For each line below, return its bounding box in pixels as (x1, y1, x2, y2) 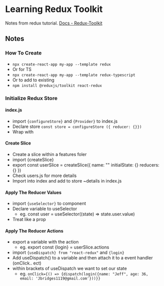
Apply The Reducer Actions (5, 227, 64, 233)
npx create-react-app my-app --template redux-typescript (12, 72, 136, 77)
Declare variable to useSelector (12, 206, 77, 212)
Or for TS (12, 66, 32, 72)
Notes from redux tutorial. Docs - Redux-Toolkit (5, 20, 103, 26)
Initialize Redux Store (5, 94, 58, 101)
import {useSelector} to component (12, 200, 86, 206)
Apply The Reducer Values (5, 189, 62, 195)
